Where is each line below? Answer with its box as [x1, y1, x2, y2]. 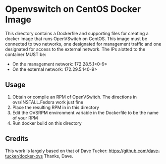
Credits [5, 135, 29, 143]
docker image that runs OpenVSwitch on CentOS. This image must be [5, 36, 148, 42]
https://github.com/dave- [109, 148, 160, 154]
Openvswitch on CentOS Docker [5, 3, 141, 15]
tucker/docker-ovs [5, 153, 43, 159]
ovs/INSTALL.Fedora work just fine [12, 99, 84, 105]
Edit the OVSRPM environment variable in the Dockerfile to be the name [12, 109, 159, 115]
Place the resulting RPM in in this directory [12, 104, 99, 110]
